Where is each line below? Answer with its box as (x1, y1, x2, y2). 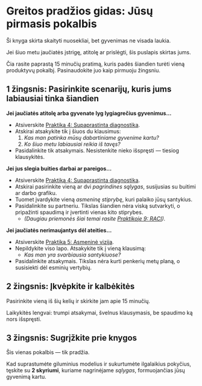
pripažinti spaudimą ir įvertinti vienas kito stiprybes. (14, 208, 144, 216)
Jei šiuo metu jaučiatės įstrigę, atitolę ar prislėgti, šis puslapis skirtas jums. (6, 48, 191, 55)
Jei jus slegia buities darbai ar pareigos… (6, 164, 112, 172)
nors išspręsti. (6, 315, 42, 323)
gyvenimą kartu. (6, 373, 46, 381)
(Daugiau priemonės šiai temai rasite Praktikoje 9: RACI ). (24, 215, 166, 222)
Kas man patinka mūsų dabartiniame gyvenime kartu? (24, 134, 159, 141)
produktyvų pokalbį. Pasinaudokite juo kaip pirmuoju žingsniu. (6, 66, 161, 73)
